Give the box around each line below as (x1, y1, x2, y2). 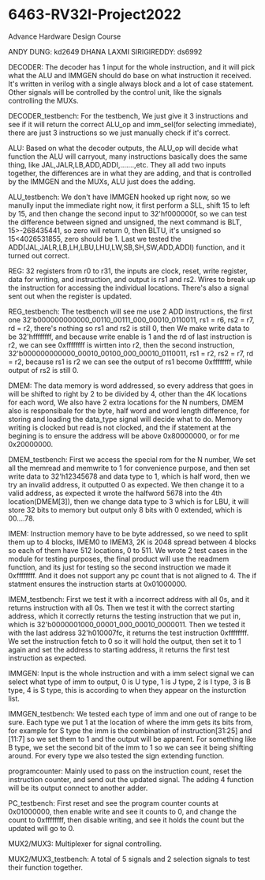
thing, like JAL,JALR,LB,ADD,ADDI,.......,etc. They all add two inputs (8, 160, 226, 169)
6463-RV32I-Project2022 (8, 6, 181, 24)
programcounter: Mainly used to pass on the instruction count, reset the (8, 766, 242, 776)
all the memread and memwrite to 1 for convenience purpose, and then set (8, 463, 251, 472)
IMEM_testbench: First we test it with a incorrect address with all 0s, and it (8, 594, 250, 604)
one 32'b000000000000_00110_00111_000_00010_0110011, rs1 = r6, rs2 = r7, (8, 314, 255, 325)
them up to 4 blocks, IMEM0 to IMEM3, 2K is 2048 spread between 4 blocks (8, 537, 256, 547)
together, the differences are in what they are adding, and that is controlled (8, 168, 252, 178)
